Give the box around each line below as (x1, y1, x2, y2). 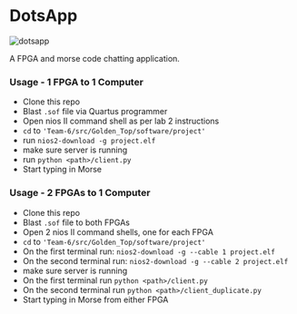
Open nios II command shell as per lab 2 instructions (22, 115, 220, 127)
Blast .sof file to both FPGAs (22, 217, 130, 228)
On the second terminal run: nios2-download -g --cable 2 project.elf (22, 255, 289, 266)
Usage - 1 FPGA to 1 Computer (9, 75, 144, 88)
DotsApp (9, 5, 78, 26)
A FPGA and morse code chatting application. (9, 53, 180, 64)
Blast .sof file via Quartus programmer (22, 106, 168, 117)
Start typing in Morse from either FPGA (22, 294, 169, 305)
